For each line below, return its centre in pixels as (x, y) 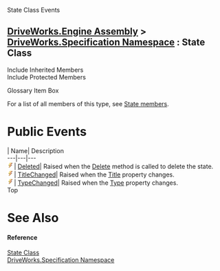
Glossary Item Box (33, 90)
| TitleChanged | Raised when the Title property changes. (95, 174)
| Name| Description (35, 150)
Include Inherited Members (45, 70)
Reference (22, 237)
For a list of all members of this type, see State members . (88, 103)
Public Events (47, 132)
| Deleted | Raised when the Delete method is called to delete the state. (114, 166)
